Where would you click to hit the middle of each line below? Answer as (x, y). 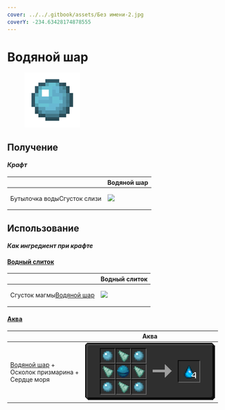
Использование (43, 228)
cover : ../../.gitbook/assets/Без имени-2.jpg (75, 15)
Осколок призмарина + (45, 372)
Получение (33, 147)
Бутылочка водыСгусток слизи (56, 198)
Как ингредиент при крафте (50, 246)
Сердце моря (30, 379)
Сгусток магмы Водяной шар (52, 295)
